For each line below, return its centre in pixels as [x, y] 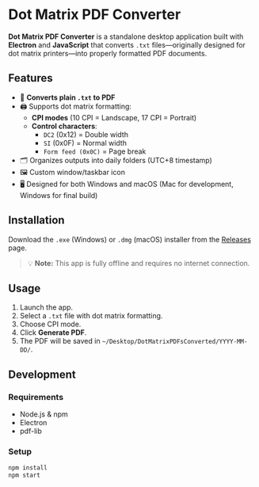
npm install [28, 468]
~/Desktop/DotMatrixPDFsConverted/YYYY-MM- [175, 342]
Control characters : [64, 126]
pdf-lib [30, 431]
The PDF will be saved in [60, 341]
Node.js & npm [44, 414]
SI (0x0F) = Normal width [85, 143]
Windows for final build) [59, 195]
